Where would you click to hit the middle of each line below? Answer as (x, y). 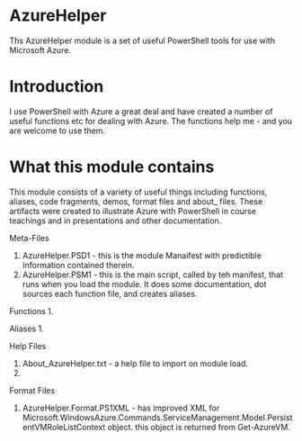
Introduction (57, 87)
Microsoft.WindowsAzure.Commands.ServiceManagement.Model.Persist (157, 417)
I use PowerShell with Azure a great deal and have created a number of (141, 111)
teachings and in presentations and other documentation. (115, 220)
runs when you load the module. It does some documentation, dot (144, 283)
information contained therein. (78, 265)
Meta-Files (29, 238)
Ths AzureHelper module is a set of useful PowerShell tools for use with (142, 40)
